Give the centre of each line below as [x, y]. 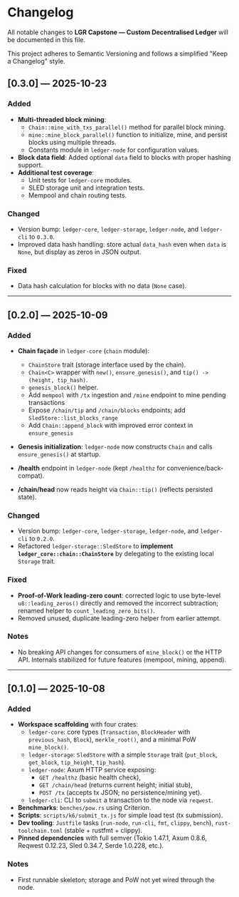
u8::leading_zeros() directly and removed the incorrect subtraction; [118, 603]
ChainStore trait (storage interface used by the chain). [107, 364]
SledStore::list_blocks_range [73, 418]
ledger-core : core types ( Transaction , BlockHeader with [109, 732]
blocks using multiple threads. [73, 142]
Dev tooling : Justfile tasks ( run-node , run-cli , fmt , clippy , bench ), [115, 823]
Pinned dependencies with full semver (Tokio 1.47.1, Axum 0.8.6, [112, 838]
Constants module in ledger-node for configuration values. [113, 150]
